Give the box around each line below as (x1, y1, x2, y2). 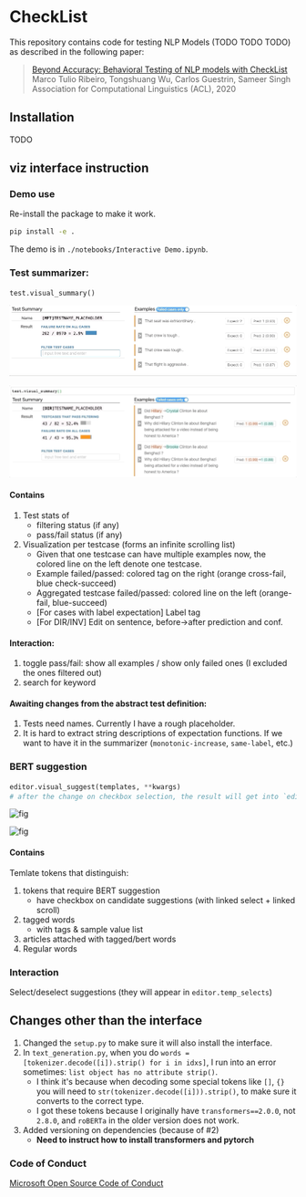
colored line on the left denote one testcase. (36, 558, 202, 569)
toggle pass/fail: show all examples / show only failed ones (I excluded (22, 658, 288, 669)
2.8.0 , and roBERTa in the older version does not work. (36, 1115, 240, 1126)
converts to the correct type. (36, 1095, 144, 1106)
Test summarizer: (9, 266, 89, 279)
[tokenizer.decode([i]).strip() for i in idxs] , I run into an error (22, 1056, 277, 1067)
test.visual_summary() (9, 288, 96, 297)
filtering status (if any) (36, 519, 120, 530)
